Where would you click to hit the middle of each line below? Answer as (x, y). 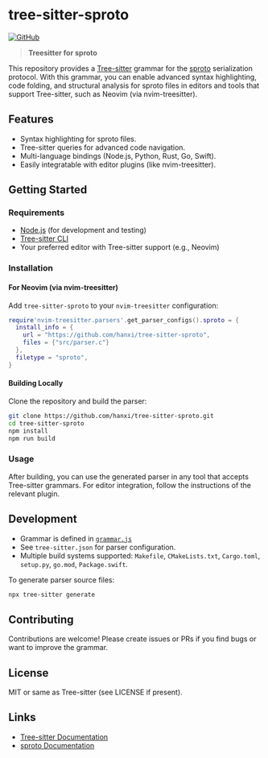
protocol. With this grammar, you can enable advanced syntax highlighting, (133, 77)
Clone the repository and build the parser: (78, 401)
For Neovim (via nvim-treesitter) (64, 287)
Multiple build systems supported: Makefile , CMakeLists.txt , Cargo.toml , (140, 555)
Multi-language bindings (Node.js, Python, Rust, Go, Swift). (118, 155)
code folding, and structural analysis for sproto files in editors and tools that (134, 85)
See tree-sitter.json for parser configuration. (98, 547)
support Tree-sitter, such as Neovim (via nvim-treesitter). (103, 93)
